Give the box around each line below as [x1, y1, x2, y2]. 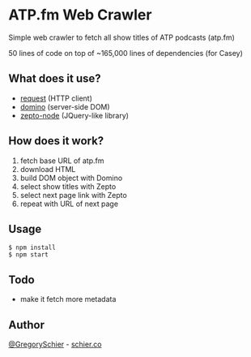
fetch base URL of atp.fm [19, 156, 104, 166]
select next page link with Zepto [19, 190, 127, 200]
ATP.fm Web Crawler [8, 6, 152, 24]
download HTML [19, 164, 76, 174]
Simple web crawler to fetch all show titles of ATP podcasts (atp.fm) [8, 32, 235, 42]
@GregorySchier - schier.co [8, 339, 102, 349]
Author [8, 318, 45, 332]
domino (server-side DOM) [19, 101, 111, 111]
